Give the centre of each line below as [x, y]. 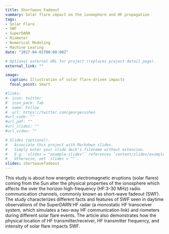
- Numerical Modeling [28, 43]
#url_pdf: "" [19, 122]
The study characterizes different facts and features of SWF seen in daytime [84, 199]
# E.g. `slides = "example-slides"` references [58, 154]
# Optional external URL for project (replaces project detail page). [81, 61]
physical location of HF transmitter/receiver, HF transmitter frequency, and [82, 221]
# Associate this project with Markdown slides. [59, 145]
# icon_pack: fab [24, 103]
